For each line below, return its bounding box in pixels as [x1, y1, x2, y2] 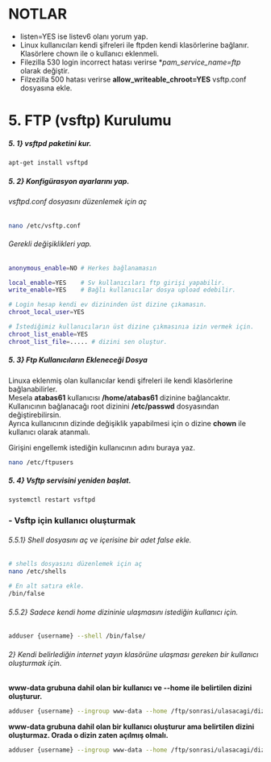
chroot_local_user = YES [8, 308, 85, 316]
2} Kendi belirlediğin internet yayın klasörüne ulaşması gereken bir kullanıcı [8, 649, 259, 659]
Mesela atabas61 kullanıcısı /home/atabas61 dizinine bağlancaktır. [8, 392, 231, 402]
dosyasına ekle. [19, 82, 73, 93]
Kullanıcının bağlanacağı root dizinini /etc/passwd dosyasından [8, 401, 219, 411]
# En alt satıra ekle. [8, 582, 85, 590]
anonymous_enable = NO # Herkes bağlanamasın [8, 264, 157, 272]
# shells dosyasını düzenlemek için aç [8, 560, 143, 568]
